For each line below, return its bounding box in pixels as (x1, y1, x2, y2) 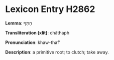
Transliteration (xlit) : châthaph (5, 29, 69, 35)
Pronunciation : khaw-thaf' (5, 39, 61, 45)
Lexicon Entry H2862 (5, 3, 95, 15)
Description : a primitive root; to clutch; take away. (5, 49, 109, 55)
